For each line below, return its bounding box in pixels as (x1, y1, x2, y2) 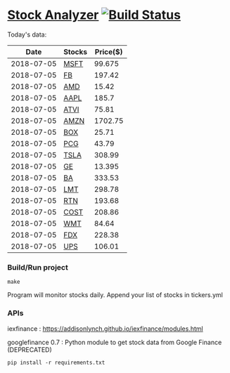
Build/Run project (7, 262, 68, 272)
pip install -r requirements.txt (7, 359, 106, 366)
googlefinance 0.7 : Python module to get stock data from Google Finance (7, 338, 222, 346)
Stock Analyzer (7, 7, 99, 23)
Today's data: (7, 30, 47, 39)
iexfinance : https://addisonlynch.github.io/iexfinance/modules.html (7, 324, 203, 333)
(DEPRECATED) (7, 345, 53, 354)
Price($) (94, 46, 123, 56)
